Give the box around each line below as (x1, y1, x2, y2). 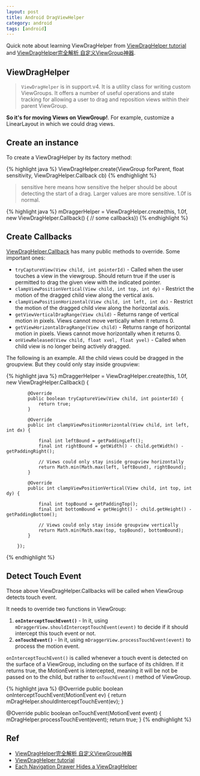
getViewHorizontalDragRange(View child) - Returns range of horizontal (14, 323, 191, 331)
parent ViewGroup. (20, 102, 68, 110)
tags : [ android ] (6, 25, 47, 32)
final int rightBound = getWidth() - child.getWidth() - (38, 443, 184, 449)
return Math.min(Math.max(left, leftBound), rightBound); (38, 464, 187, 470)
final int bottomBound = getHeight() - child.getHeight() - (38, 506, 192, 512)
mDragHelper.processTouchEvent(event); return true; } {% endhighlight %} (6, 716, 192, 723)
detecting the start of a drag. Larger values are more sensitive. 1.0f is (20, 190, 192, 197)
